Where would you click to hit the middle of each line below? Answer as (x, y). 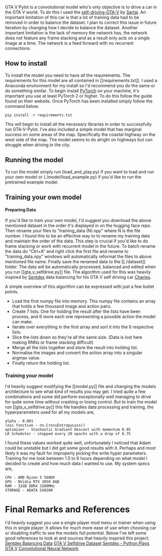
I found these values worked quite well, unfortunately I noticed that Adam (78, 443)
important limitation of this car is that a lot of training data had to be (72, 17)
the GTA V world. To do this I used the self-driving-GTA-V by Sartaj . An (75, 12)
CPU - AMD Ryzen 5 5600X (30, 477)
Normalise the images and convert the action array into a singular (77, 353)
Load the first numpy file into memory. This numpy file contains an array (84, 301)
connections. (18, 48)
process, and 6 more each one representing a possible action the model (84, 317)
